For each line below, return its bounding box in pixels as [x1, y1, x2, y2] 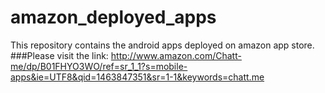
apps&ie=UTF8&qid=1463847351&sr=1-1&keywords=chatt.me [10, 71, 265, 83]
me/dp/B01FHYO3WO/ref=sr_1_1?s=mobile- [10, 60, 188, 72]
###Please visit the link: [10, 49, 109, 61]
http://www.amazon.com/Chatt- [110, 49, 242, 61]
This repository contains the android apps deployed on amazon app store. [10, 39, 315, 51]
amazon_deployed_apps [10, 6, 217, 29]
